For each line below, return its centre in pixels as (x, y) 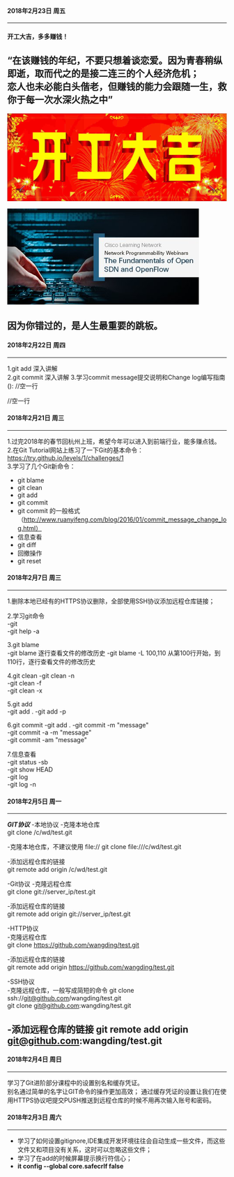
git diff (27, 545)
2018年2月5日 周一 (34, 801)
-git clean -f (24, 683)
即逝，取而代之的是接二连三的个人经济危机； (103, 74)
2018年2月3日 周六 (34, 1118)
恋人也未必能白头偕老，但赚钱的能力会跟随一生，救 (117, 87)
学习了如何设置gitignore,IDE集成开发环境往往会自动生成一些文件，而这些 (121, 1141)
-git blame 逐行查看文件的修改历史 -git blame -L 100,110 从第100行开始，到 (114, 653)
